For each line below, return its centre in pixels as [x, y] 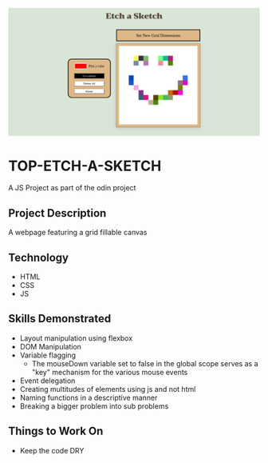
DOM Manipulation [51, 346]
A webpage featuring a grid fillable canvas [78, 233]
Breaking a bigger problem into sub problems [94, 406]
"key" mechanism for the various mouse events [110, 372]
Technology [39, 257]
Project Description [57, 213]
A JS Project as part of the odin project [72, 188]
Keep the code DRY [52, 450]
